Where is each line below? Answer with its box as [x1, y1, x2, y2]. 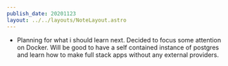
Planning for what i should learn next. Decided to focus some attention [16, 35, 222, 44]
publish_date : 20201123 [6, 10, 77, 17]
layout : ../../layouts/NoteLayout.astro [6, 17, 127, 24]
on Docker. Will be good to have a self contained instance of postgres [16, 43, 220, 51]
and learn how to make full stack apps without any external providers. [16, 50, 220, 59]
